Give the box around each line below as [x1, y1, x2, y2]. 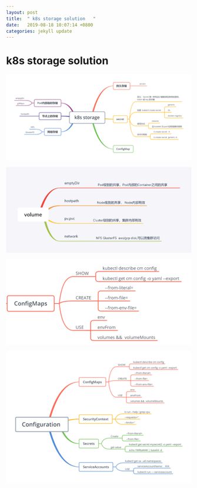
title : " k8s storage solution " [6, 15, 96, 22]
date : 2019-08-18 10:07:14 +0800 [6, 22, 94, 28]
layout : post [6, 9, 38, 15]
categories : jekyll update [6, 28, 72, 34]
